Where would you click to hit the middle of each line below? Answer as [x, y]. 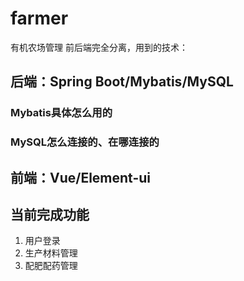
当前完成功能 [50, 214]
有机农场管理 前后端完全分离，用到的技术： [99, 47]
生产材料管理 [51, 253]
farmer [39, 18]
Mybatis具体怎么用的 [61, 113]
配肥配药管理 [51, 266]
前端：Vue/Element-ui [81, 177]
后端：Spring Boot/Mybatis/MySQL [122, 82]
